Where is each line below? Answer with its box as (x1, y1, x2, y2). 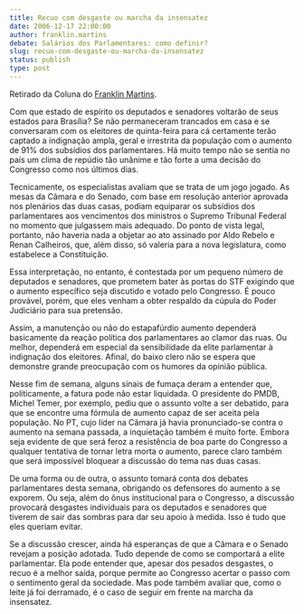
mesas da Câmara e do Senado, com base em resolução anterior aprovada (9, 191, 289, 202)
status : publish (9, 55, 71, 64)
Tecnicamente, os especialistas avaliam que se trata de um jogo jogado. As (9, 181, 290, 192)
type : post (9, 64, 51, 73)
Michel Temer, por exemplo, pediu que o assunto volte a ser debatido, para (9, 398, 290, 408)
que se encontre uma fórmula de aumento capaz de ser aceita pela (9, 407, 260, 417)
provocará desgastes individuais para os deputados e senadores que (9, 502, 268, 513)
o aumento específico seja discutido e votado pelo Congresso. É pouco (9, 285, 276, 296)
